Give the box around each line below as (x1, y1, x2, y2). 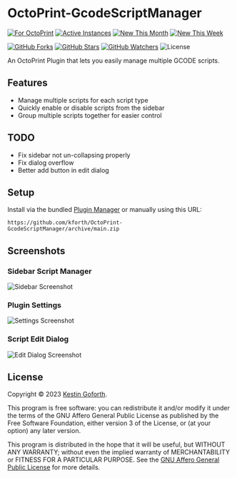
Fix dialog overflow (17, 158, 74, 167)
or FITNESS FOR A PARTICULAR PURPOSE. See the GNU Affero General (7, 455, 220, 464)
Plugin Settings (7, 300, 62, 310)
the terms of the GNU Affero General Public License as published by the (7, 412, 219, 420)
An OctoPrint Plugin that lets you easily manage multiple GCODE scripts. (7, 56, 220, 65)
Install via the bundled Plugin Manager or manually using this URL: (7, 205, 202, 214)
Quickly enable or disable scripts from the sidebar (17, 103, 166, 112)
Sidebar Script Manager (7, 266, 92, 276)
